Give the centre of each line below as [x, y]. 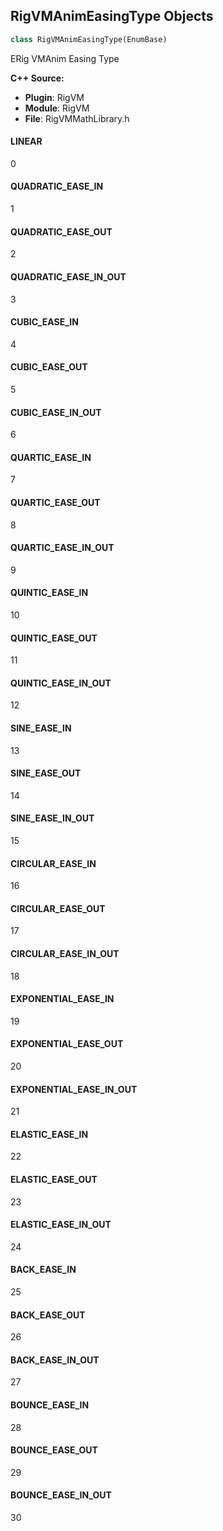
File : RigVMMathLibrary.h [77, 118]
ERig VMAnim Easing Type [65, 58]
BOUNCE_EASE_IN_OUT [61, 1495]
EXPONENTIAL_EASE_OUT [67, 1044]
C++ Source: [37, 78]
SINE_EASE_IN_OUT [52, 818]
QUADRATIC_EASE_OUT [61, 231]
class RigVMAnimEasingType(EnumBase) [89, 39]
